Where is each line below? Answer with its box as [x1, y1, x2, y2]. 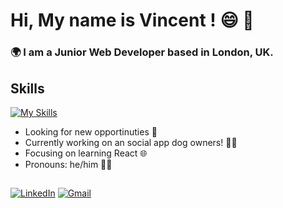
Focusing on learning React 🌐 [24, 147, 148, 159]
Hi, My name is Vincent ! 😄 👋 [10, 9, 255, 32]
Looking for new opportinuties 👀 [24, 125, 158, 138]
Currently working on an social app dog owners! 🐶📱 [24, 136, 238, 148]
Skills [10, 80, 45, 97]
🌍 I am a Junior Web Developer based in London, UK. [10, 45, 274, 59]
